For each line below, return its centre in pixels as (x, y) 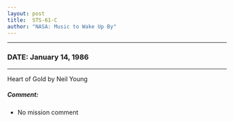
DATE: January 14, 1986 (48, 58)
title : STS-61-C (32, 20)
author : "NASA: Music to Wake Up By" (62, 26)
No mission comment (48, 112)
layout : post (26, 14)
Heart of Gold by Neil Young (48, 79)
